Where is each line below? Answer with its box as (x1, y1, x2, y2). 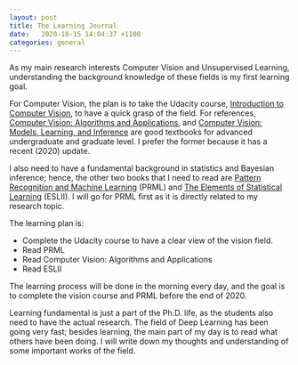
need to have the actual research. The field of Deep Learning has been (9, 317, 269, 328)
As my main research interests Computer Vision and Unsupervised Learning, (9, 62, 290, 73)
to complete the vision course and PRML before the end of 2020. (9, 290, 247, 301)
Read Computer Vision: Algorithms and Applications (21, 255, 213, 265)
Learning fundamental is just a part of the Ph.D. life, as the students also (9, 308, 274, 319)
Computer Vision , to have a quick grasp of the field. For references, (9, 108, 256, 118)
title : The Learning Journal (9, 21, 117, 30)
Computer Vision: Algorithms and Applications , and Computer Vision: (9, 118, 262, 128)
